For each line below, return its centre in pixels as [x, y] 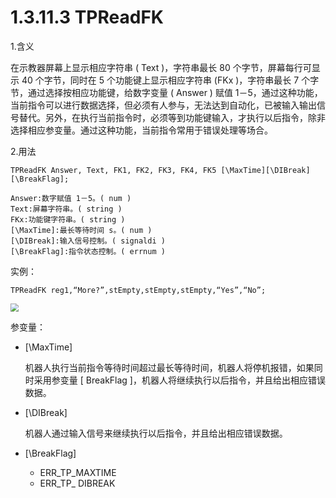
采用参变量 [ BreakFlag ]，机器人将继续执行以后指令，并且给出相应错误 [179, 380]
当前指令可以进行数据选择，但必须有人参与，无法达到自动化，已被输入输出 [163, 105]
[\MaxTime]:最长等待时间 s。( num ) [81, 230]
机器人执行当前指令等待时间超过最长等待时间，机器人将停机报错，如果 [169, 367]
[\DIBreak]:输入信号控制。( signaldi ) [88, 241]
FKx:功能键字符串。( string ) [68, 219]
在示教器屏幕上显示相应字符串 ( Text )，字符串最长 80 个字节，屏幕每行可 [161, 67]
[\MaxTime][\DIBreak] [265, 170]
